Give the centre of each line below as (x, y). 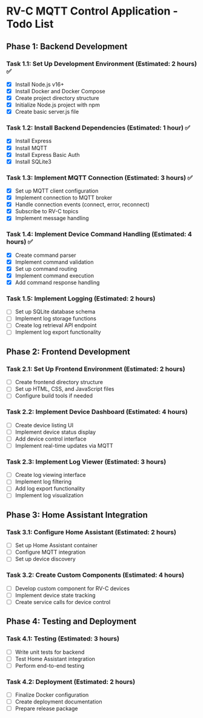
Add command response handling (57, 282)
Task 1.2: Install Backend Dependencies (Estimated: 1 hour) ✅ (98, 128)
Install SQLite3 (33, 161)
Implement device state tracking (55, 595)
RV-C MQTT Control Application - (92, 11)
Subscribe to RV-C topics (47, 211)
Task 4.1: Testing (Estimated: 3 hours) (63, 639)
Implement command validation (54, 262)
